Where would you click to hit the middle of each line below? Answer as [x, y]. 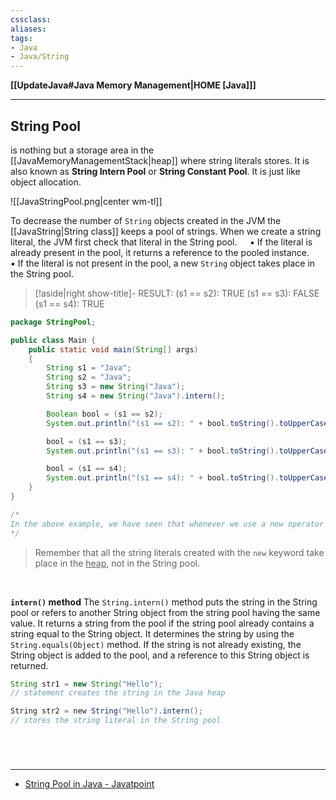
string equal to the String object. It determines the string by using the [152, 633]
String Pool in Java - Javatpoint [89, 784]
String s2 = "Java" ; [89, 377]
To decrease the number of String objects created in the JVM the [146, 220]
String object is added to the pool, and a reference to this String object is [160, 655]
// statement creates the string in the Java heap [118, 693]
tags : [21, 38]
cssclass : [31, 19]
